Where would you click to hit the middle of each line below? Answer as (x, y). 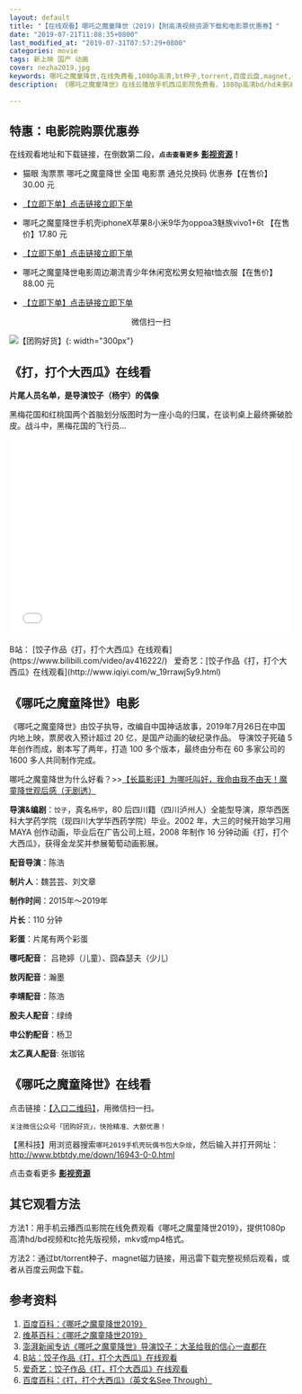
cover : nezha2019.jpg (50, 68)
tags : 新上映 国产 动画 (49, 59)
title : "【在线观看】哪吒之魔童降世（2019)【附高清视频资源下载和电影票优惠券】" (145, 26)
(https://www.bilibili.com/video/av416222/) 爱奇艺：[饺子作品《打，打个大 (148, 661)
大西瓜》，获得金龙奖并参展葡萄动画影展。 (86, 844)
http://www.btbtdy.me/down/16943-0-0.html (92, 1154)
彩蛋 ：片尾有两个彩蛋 (49, 939)
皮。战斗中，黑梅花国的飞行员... (68, 426)
